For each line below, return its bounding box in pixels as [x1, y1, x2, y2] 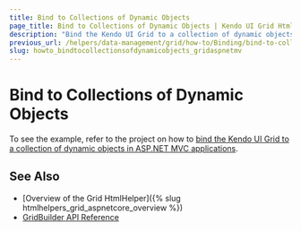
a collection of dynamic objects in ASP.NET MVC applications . [9, 143, 239, 154]
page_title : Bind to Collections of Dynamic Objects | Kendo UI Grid [9, 21, 275, 30]
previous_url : [9, 38, 63, 47]
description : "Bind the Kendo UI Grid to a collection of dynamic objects [9, 30, 295, 38]
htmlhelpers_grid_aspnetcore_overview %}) [21, 202, 184, 213]
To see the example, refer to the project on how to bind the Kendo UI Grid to [9, 133, 289, 144]
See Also [9, 169, 60, 184]
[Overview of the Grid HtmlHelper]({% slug [21, 192, 181, 203]
